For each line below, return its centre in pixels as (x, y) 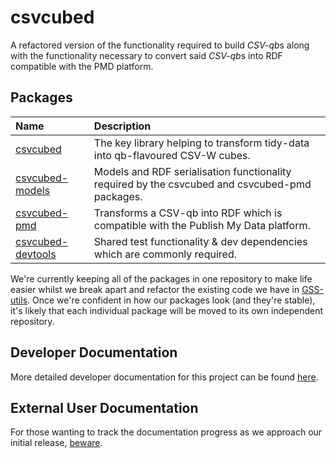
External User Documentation (104, 407)
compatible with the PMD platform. (82, 66)
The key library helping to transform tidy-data (201, 143)
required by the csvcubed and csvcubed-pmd (202, 184)
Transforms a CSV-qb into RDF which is (188, 213)
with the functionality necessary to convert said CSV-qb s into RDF (146, 55)
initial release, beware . (56, 443)
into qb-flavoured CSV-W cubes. (172, 155)
